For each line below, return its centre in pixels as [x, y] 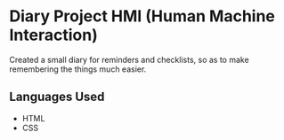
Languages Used [57, 97]
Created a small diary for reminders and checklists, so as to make [129, 59]
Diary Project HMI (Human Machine [142, 16]
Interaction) [53, 35]
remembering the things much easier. [78, 69]
